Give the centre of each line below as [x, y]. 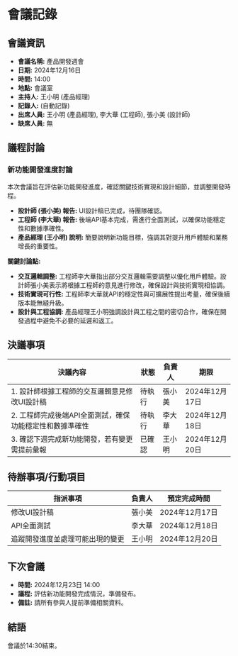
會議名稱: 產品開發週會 [51, 61]
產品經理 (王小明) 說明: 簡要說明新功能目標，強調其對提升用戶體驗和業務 [123, 237]
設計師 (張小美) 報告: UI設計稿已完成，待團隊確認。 [92, 211]
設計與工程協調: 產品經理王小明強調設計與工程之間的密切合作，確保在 [119, 311]
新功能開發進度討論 [40, 169]
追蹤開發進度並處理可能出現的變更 [68, 539]
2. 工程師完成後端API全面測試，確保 [70, 415]
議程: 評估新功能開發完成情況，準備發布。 [79, 594]
